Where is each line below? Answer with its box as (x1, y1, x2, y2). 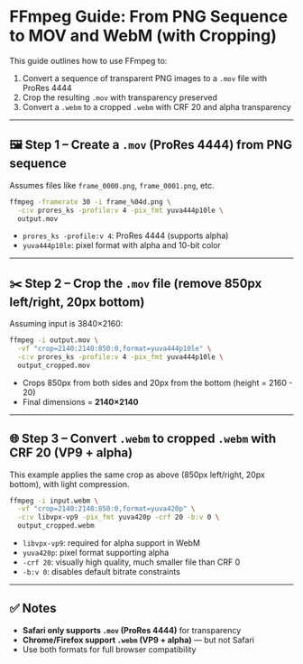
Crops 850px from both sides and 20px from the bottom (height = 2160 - (22, 377, 293, 388)
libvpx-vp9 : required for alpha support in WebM (22, 538, 201, 548)
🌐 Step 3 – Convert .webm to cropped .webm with (9, 431, 277, 447)
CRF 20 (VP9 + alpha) (9, 445, 133, 461)
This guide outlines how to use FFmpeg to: (9, 55, 168, 66)
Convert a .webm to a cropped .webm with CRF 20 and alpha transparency (22, 101, 291, 112)
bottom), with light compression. (9, 478, 130, 489)
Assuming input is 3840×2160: (9, 318, 124, 329)
